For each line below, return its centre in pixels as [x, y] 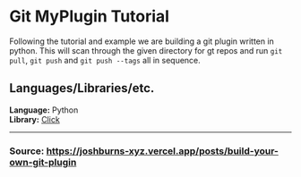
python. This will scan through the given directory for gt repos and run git [146, 50]
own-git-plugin [43, 162]
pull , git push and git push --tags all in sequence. [105, 60]
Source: [27, 151]
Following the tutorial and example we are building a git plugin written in [142, 41]
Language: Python [44, 110]
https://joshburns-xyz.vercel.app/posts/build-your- [163, 151]
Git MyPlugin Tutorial [90, 17]
